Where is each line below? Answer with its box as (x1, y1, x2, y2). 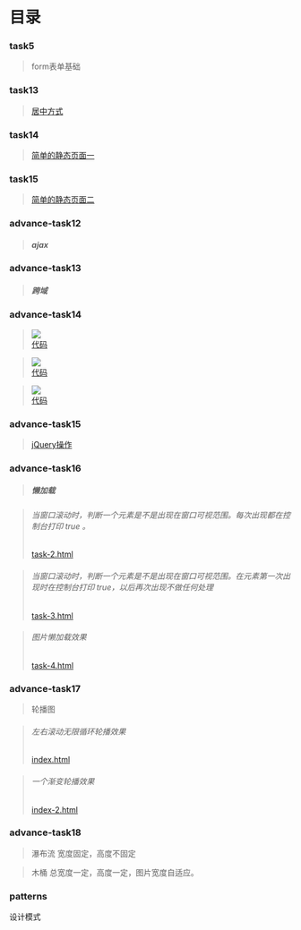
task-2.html (30, 549, 73, 559)
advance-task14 (9, 309, 82, 321)
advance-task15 (9, 417, 82, 430)
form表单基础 (30, 61, 81, 72)
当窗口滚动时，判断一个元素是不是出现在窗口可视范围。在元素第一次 (30, 571, 283, 581)
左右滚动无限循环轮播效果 (30, 726, 126, 737)
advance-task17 (9, 682, 82, 695)
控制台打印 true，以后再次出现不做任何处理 (55, 582, 213, 593)
